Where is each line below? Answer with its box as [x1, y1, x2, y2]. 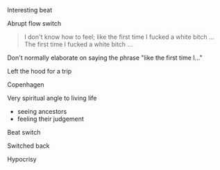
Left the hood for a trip [7, 67, 71, 75]
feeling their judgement [17, 114, 85, 123]
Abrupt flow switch [7, 19, 61, 27]
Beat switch [7, 128, 41, 136]
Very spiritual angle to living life [7, 94, 97, 102]
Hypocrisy [7, 155, 37, 163]
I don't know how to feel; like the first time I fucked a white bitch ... [24, 33, 214, 41]
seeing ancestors [17, 108, 67, 115]
